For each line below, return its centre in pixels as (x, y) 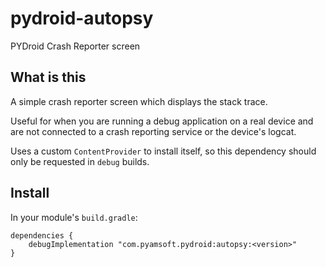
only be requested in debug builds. (80, 161)
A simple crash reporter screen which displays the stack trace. (139, 101)
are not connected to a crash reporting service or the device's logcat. (153, 131)
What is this (48, 77)
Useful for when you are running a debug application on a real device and (162, 121)
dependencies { (42, 235)
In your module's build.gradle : (74, 217)
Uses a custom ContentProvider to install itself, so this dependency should (163, 151)
